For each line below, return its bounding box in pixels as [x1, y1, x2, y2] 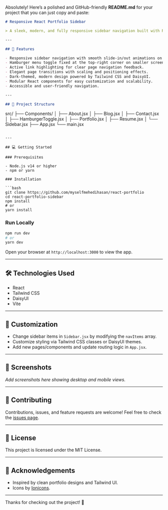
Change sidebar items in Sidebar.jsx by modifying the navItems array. [12, 333, 157, 339]
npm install [5, 199, 30, 204]
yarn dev [5, 240, 23, 245]
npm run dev [5, 230, 30, 235]
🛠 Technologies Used [5, 269, 75, 278]
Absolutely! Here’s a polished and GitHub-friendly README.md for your [5, 5, 153, 10]
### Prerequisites [5, 155, 43, 160]
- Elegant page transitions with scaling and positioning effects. [5, 70, 149, 75]
